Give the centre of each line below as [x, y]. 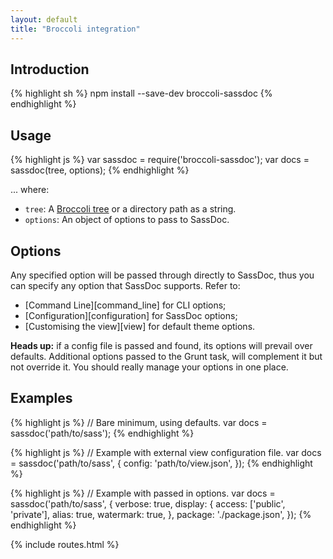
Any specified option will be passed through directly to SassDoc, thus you [162, 275]
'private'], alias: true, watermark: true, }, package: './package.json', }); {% [161, 514]
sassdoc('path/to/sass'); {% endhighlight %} [102, 433]
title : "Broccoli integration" [75, 29]
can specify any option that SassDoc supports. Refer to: [125, 285]
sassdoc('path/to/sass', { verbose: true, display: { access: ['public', [148, 503]
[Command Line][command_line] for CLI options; [125, 305]
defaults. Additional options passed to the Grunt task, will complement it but [166, 356]
